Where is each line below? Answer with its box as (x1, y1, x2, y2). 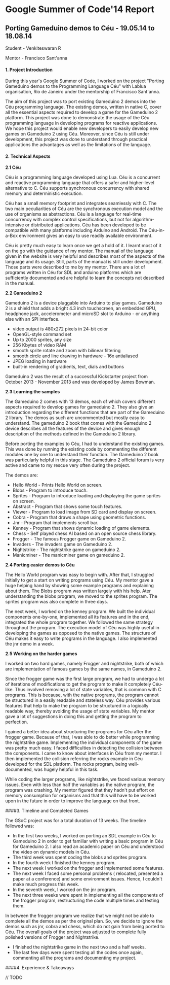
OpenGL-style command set (12, 331, 72, 337)
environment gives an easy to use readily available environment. (19, 232, 153, 239)
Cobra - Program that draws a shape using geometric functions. (12, 514, 146, 521)
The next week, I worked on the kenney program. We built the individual (5, 608, 155, 615)
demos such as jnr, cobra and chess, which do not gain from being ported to (5, 924, 165, 930)
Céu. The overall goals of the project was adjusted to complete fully (5, 929, 147, 935)
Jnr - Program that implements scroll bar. (12, 520, 99, 526)
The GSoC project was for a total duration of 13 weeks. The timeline (5, 818, 146, 824)
